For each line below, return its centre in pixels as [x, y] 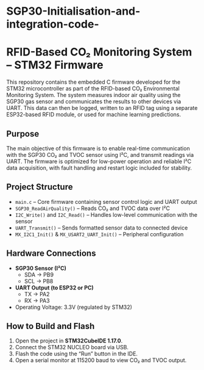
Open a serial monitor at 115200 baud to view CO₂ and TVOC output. [101, 360]
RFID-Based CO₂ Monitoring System [99, 52]
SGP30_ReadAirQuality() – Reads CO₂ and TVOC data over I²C [93, 208]
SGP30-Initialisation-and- [73, 11]
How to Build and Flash [51, 326]
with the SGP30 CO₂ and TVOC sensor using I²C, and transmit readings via [100, 154]
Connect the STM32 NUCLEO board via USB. [72, 347]
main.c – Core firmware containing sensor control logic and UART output [106, 201]
